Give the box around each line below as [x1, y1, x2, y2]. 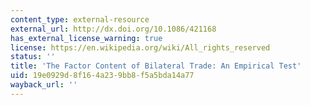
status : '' [10, 52, 56, 62]
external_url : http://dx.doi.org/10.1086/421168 [10, 24, 217, 34]
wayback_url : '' [10, 80, 78, 90]
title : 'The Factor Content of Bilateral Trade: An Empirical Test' [10, 61, 302, 71]
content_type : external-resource [10, 14, 150, 25]
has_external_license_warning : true [10, 33, 163, 43]
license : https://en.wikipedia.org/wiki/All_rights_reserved [10, 42, 271, 53]
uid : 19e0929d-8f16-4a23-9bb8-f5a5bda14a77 [10, 71, 195, 81]
